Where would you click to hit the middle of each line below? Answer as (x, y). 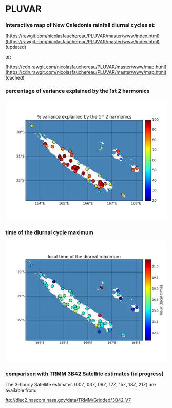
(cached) (15, 78)
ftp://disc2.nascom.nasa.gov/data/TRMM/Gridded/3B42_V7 (68, 400)
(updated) (16, 47)
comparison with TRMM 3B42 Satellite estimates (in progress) (85, 374)
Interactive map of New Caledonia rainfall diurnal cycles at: (80, 25)
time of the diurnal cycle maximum (49, 232)
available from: (21, 390)
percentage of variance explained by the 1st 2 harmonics (78, 91)
